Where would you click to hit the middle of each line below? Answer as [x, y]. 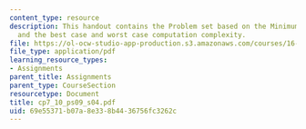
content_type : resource [55, 18]
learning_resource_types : [58, 60]
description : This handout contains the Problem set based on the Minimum [154, 26]
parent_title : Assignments [61, 77]
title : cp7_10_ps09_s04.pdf [63, 102]
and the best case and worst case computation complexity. [132, 35]
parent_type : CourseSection [63, 85]
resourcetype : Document [55, 94]
